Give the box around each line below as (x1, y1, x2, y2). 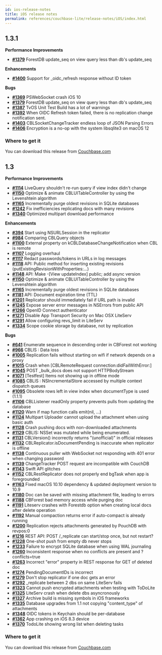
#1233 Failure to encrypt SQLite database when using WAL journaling (12, 543, 151, 549)
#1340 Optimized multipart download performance (12, 211, 114, 217)
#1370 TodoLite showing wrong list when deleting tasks (12, 621, 124, 627)
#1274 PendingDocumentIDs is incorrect (12, 569, 93, 575)
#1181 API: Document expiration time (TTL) (12, 292, 98, 298)
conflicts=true (12, 554, 40, 560)
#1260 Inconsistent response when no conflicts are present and (12, 549, 140, 555)
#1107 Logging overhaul (12, 250, 61, 256)
